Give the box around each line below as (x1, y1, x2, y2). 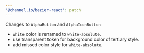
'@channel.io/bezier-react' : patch (5, 7, 81, 13)
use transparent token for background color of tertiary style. (12, 36, 139, 42)
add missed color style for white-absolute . (12, 41, 103, 48)
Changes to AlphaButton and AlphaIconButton (5, 21, 101, 27)
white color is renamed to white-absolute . (12, 31, 101, 37)
